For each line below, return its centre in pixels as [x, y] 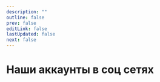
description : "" [27, 12]
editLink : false [27, 29]
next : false [21, 40]
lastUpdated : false [31, 34]
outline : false [25, 17]
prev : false [21, 23]
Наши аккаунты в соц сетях [80, 70]
